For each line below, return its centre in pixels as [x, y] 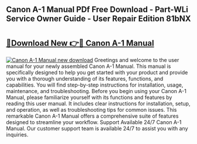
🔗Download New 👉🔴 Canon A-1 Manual [80, 43]
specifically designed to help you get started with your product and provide [97, 72]
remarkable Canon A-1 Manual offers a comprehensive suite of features [92, 116]
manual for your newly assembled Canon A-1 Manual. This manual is [89, 66]
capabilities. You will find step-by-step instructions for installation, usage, [95, 85]
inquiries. [17, 135]
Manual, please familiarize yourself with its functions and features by [89, 97]
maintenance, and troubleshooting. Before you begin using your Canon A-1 [96, 91]
